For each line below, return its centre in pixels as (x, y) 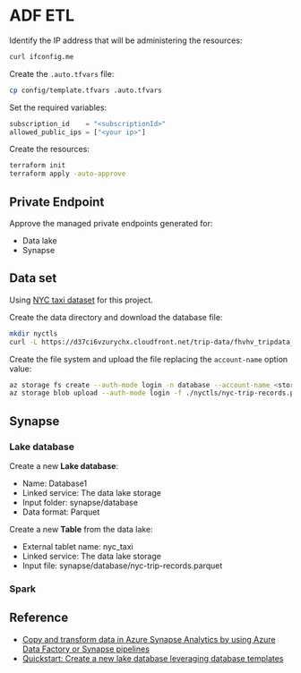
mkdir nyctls (34, 333)
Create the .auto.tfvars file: (62, 73)
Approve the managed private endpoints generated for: (111, 223)
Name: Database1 (55, 483)
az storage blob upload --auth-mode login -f (95, 393)
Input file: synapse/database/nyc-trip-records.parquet (122, 566)
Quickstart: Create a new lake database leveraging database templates (153, 658)
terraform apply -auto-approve (68, 174)
